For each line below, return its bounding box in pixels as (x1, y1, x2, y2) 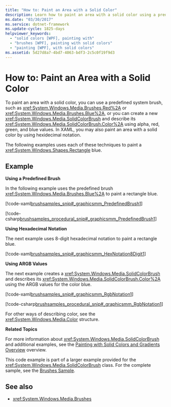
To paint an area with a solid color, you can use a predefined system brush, (5, 100, 163, 106)
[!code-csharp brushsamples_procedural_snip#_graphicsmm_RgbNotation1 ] (5, 301, 163, 307)
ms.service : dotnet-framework (5, 21, 70, 27)
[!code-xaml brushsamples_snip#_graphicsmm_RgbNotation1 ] (5, 291, 134, 298)
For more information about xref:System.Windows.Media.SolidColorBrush (5, 336, 159, 342)
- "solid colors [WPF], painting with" (10, 36, 95, 41)
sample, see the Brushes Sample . (5, 367, 75, 374)
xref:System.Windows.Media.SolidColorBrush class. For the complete (5, 362, 151, 368)
